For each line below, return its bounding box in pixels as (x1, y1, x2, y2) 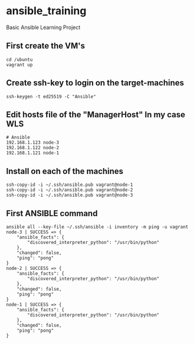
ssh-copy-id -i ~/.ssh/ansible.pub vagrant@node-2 (6, 187, 133, 193)
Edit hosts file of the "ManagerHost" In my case (6, 110, 186, 120)
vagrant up (6, 62, 33, 67)
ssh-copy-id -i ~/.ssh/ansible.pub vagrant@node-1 (6, 182, 133, 188)
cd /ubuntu (6, 56, 33, 63)
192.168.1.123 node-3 (6, 140, 60, 146)
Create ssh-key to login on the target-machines (6, 78, 185, 88)
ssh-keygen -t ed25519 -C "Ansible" (6, 94, 96, 99)
